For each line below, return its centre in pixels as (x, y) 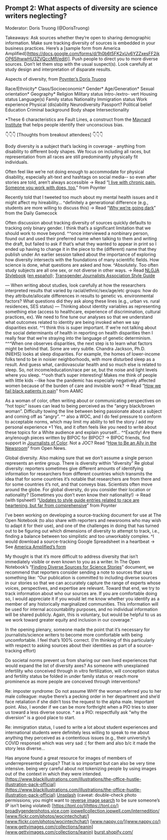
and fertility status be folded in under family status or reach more (72, 676)
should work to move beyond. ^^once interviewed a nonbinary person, (77, 233)
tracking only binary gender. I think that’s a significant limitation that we (78, 228)
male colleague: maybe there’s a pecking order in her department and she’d (83, 696)
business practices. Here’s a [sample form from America (63, 48)
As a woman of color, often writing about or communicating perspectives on (83, 401)
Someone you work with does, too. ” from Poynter (56, 187)
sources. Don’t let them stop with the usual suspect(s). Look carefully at (79, 64)
